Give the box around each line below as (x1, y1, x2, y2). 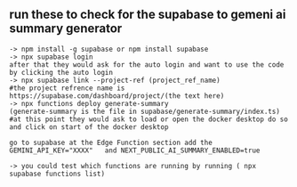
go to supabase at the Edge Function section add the (9, 138, 213, 147)
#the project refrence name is (9, 84, 125, 93)
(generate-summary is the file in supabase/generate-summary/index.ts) (9, 107, 280, 116)
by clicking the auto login (9, 68, 114, 77)
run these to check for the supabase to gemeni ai (9, 7, 286, 22)
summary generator (9, 21, 123, 37)
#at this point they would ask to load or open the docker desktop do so (9, 115, 289, 124)
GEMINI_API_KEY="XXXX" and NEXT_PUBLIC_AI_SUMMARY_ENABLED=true (9, 146, 261, 155)
